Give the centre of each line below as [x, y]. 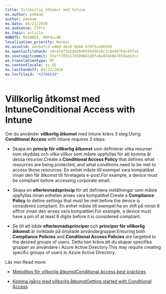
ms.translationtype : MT [30, 61]
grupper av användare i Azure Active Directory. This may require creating [87, 247]
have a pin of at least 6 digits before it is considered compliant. [77, 216]
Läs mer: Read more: [26, 262]
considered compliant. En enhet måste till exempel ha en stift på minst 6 [86, 206]
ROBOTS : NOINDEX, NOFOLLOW [33, 38]
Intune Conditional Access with [70, 110]
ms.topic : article [24, 33]
